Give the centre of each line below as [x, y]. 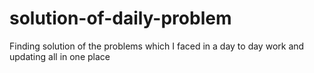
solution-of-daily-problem [120, 18]
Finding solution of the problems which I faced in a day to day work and [157, 46]
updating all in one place [60, 56]
